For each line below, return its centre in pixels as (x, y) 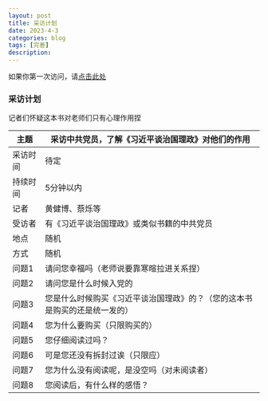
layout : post (30, 16)
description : (30, 53)
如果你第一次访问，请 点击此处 (57, 76)
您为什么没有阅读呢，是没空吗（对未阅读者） (129, 370)
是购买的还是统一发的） (89, 310)
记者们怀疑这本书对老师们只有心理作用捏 (75, 118)
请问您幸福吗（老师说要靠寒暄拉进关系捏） (125, 269)
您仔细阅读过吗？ (77, 340)
